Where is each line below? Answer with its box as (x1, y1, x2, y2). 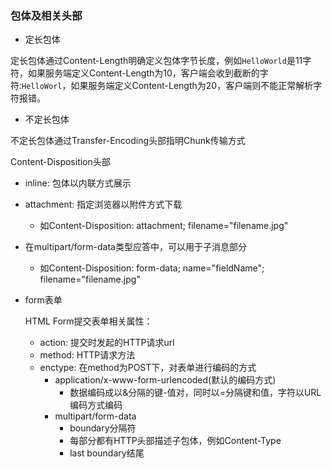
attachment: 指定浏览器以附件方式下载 (24, 198, 183, 211)
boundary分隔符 (69, 422, 137, 434)
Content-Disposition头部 (10, 156, 111, 168)
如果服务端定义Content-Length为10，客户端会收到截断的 (27, 67, 260, 79)
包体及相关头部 (10, 8, 83, 22)
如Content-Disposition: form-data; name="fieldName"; (39, 262, 265, 274)
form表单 (24, 294, 63, 306)
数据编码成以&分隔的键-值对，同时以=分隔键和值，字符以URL (69, 387, 322, 399)
